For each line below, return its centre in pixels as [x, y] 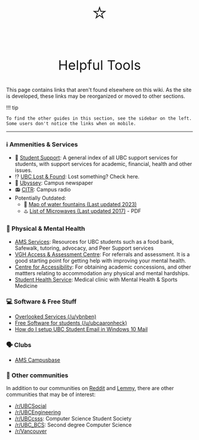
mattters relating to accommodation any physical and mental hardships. [102, 273]
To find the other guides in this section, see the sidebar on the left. [99, 119]
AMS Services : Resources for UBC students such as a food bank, [94, 241]
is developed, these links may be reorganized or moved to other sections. [96, 96]
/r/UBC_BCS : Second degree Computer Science [73, 425]
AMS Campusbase [37, 360]
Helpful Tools [99, 65]
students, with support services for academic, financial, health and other [103, 164]
